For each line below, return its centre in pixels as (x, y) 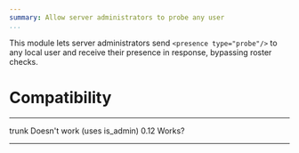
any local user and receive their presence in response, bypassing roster (141, 52)
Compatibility (61, 97)
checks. (24, 61)
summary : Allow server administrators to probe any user (117, 17)
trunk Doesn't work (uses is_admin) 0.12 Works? (97, 131)
